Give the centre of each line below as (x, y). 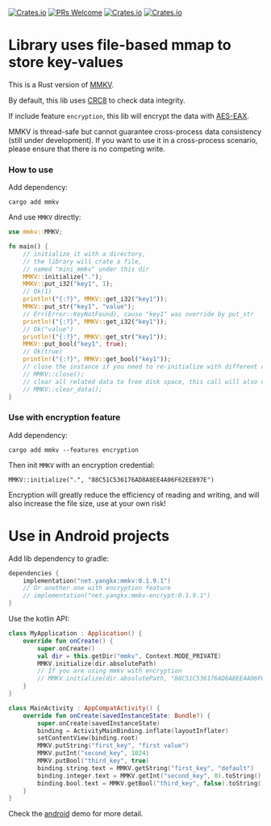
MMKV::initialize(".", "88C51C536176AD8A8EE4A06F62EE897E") (112, 480)
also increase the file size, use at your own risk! (88, 503)
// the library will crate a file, (83, 261)
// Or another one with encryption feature (97, 588)
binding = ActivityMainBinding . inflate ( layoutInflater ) (133, 731)
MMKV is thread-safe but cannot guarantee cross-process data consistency (135, 131)
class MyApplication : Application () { (75, 634)
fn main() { (28, 247)
